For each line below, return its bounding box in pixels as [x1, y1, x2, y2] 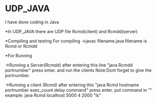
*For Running [5, 52, 33, 59]
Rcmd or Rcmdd [5, 43, 38, 49]
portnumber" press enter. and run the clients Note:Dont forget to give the [5, 67, 152, 73]
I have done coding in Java [5, 19, 59, 25]
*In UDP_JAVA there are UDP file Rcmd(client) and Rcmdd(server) [5, 28, 138, 34]
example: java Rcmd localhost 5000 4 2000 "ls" [5, 92, 101, 98]
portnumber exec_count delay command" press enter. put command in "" [5, 87, 153, 93]
